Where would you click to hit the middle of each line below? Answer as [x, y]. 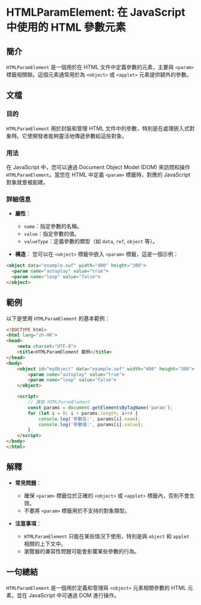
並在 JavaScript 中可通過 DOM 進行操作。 [68, 595]
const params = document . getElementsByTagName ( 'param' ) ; [100, 408]
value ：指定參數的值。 [52, 234]
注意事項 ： [28, 523]
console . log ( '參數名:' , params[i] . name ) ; [89, 419]
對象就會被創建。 [27, 182]
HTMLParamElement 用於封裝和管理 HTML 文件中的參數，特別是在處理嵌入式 [98, 128]
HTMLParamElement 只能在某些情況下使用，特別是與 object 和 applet [106, 536]
